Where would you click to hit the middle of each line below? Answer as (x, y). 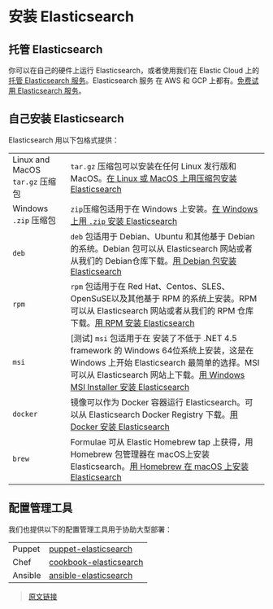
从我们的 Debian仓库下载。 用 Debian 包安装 (154, 261)
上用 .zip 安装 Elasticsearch (124, 221)
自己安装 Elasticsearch (66, 119)
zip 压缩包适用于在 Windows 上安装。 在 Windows (164, 208)
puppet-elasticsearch (90, 549)
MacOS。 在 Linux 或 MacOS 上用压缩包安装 (154, 178)
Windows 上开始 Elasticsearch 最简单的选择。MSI (165, 362)
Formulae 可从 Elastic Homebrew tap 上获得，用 (162, 442)
